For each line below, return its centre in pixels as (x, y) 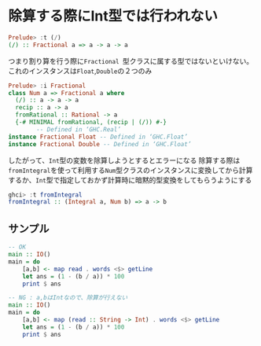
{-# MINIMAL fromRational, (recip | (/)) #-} (91, 123)
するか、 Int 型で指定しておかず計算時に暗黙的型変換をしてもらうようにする (130, 180)
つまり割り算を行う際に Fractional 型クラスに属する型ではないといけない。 (131, 61)
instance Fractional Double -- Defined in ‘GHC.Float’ (100, 144)
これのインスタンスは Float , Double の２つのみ (80, 71)
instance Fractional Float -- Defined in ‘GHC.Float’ (98, 137)
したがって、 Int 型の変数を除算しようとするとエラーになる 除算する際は (124, 160)
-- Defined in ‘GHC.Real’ (79, 129)
